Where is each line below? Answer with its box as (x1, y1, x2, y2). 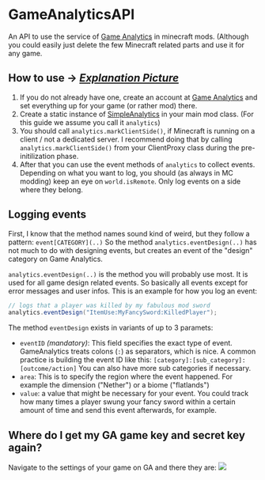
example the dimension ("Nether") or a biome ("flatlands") (19, 380, 210, 390)
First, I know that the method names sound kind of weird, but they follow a (8, 229, 251, 238)
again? (8, 440, 43, 454)
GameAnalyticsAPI (8, 6, 135, 24)
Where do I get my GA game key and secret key (8, 429, 245, 442)
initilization (19, 151, 55, 161)
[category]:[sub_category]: (153, 357, 246, 365)
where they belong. (19, 184, 83, 195)
